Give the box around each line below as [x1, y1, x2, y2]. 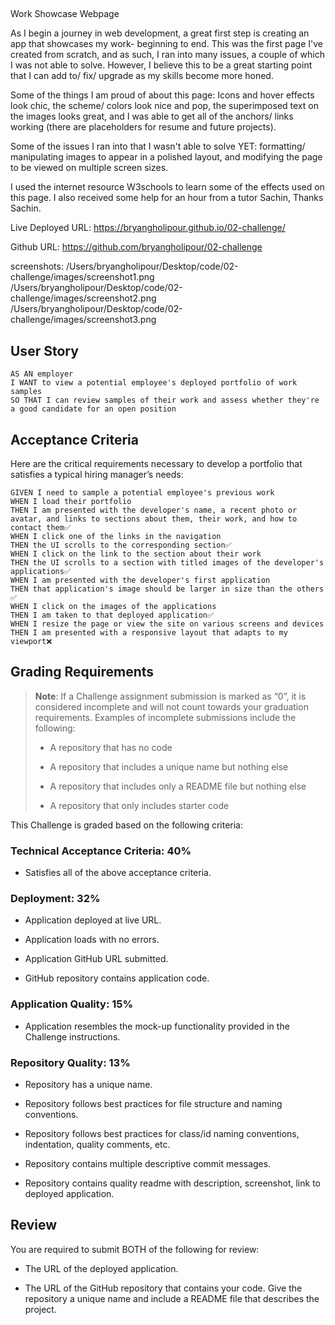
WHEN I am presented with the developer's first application [10, 575, 271, 586]
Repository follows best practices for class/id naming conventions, [24, 1128, 300, 1140]
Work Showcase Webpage [10, 8, 120, 20]
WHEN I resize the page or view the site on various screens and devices [10, 619, 325, 629]
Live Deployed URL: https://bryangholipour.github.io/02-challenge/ [10, 222, 286, 234]
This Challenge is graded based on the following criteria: [10, 819, 243, 831]
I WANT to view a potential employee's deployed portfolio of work [10, 378, 298, 388]
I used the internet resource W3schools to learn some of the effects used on [10, 181, 325, 193]
